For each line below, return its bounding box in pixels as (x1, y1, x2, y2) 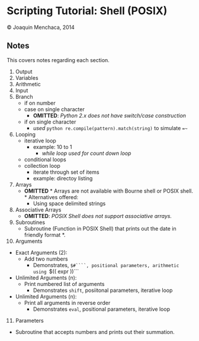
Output (15, 68, 33, 75)
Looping (15, 131, 36, 138)
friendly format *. (24, 231, 66, 238)
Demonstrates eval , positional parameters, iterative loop (33, 306, 171, 313)
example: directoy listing (33, 174, 93, 181)
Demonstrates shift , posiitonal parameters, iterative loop (33, 287, 173, 294)
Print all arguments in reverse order (24, 299, 111, 306)
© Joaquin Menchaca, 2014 (7, 24, 75, 31)
